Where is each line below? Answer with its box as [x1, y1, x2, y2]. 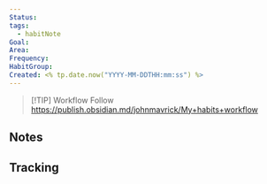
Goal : [9, 37, 29, 47]
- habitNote [17, 29, 62, 38]
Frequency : [9, 54, 50, 63]
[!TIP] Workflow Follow [30, 95, 114, 105]
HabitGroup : [9, 63, 53, 72]
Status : [9, 12, 38, 22]
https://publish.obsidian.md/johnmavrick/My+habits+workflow [30, 103, 259, 115]
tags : [9, 21, 29, 30]
